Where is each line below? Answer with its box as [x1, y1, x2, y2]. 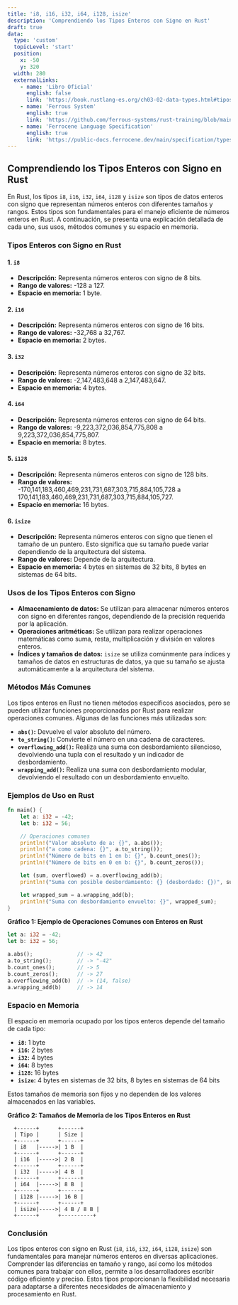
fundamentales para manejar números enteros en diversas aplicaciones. [7, 1252, 218, 1261]
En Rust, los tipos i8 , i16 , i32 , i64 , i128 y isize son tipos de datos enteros [7, 193, 224, 201]
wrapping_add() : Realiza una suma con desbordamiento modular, [17, 765, 207, 774]
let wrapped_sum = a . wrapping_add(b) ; [20, 891, 135, 898]
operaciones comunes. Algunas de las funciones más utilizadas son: [7, 713, 208, 722]
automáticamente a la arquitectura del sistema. [17, 664, 154, 673]
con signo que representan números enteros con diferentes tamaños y [7, 200, 213, 208]
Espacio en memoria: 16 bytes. [17, 501, 110, 508]
